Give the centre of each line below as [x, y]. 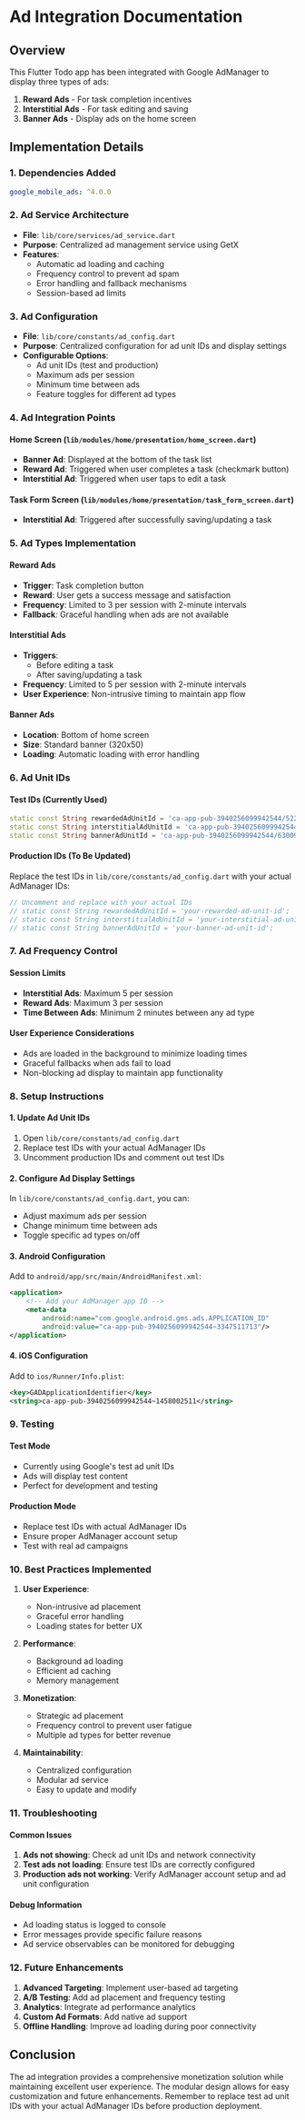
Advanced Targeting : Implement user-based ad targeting [130, 1987]
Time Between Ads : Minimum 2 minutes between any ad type [138, 1012]
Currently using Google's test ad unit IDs [98, 1466]
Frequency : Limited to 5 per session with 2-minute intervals [134, 684]
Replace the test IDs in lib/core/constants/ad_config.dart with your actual [151, 876]
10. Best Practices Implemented [80, 1569]
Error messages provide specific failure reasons [112, 1935]
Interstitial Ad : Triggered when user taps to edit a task [124, 479]
